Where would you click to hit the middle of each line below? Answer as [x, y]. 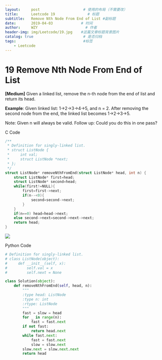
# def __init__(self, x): [36, 263]
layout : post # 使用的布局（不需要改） [66, 9]
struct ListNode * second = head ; [45, 182]
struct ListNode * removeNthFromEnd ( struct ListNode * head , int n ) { [76, 173]
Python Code [18, 246]
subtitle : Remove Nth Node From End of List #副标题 [61, 18]
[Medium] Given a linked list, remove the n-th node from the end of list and [80, 93]
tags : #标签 [49, 41]
